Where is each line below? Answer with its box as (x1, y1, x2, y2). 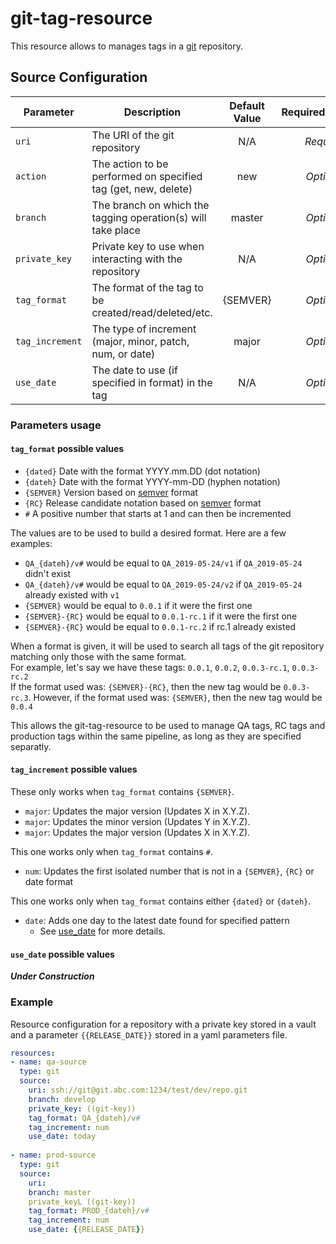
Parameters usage (10, 418, 102, 432)
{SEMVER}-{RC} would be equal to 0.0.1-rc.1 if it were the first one (24, 610, 298, 622)
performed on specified (91, 169, 203, 183)
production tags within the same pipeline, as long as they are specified (10, 730, 302, 742)
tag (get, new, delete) (91, 182, 193, 196)
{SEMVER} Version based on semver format (24, 486, 198, 498)
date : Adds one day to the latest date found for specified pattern (24, 915, 290, 927)
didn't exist (24, 567, 72, 579)
